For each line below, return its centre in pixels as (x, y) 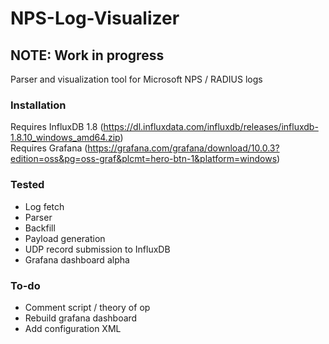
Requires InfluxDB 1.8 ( (57, 127)
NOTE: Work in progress (87, 55)
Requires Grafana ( (49, 148)
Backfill (40, 228)
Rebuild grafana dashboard (81, 318)
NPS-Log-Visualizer (95, 18)
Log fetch (44, 206)
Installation (38, 105)
